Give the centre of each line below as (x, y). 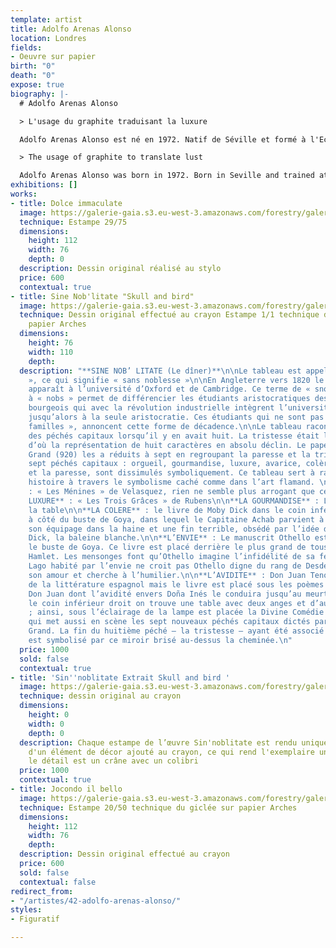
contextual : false (58, 882)
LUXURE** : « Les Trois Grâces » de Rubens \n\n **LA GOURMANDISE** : (174, 501)
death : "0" (33, 76)
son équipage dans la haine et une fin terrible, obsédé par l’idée (174, 529)
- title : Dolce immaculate (66, 203)
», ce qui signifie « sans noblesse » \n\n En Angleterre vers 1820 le (176, 380)
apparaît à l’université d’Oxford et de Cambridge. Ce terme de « (169, 389)
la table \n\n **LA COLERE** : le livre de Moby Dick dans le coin (167, 510)
